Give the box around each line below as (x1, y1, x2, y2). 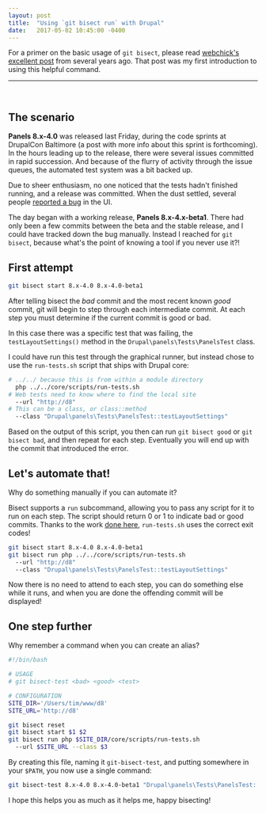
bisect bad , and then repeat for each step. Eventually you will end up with (8, 435, 249, 445)
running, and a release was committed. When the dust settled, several (8, 189, 237, 199)
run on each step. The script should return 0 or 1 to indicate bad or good (8, 511, 244, 521)
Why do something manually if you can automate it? (8, 488, 177, 497)
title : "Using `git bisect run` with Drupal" (8, 19, 165, 27)
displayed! (8, 597, 42, 606)
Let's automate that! (8, 466, 111, 480)
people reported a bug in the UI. (8, 197, 112, 207)
